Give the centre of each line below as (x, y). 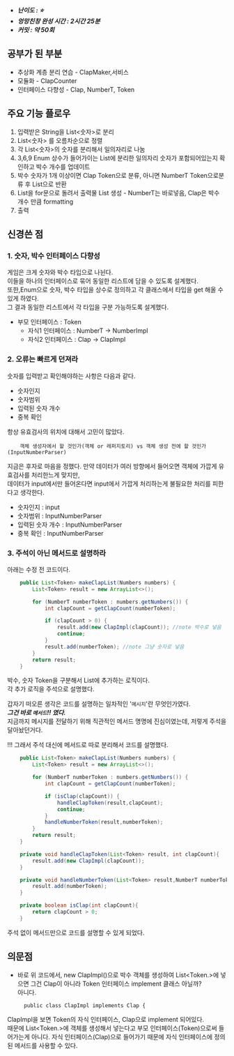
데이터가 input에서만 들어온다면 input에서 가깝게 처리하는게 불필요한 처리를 (109, 483)
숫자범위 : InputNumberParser (60, 515)
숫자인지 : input (39, 507)
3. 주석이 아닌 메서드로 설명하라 (57, 553)
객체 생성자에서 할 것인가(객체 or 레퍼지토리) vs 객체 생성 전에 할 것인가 (113, 446)
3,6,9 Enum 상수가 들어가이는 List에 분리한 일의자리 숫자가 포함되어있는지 (117, 158)
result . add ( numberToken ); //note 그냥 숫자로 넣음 (114, 647)
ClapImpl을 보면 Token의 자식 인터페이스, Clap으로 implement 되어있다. (106, 1019)
